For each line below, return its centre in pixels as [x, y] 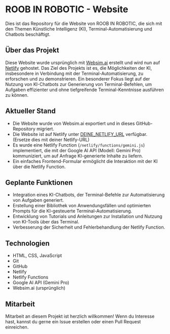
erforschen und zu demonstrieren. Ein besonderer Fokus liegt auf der [78, 79]
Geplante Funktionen [39, 183]
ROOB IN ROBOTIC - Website [67, 9]
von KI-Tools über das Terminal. [46, 222]
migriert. [45, 129]
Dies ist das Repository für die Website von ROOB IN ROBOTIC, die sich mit [84, 23]
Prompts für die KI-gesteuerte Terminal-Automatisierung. [72, 211]
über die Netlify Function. [39, 166]
